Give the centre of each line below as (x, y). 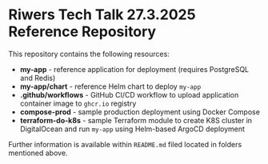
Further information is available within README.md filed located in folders (125, 144)
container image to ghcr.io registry (78, 103)
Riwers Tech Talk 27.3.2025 (102, 15)
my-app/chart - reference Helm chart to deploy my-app (110, 86)
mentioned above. (38, 153)
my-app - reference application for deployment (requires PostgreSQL (134, 69)
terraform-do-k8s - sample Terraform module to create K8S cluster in (136, 120)
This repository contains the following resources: (89, 54)
